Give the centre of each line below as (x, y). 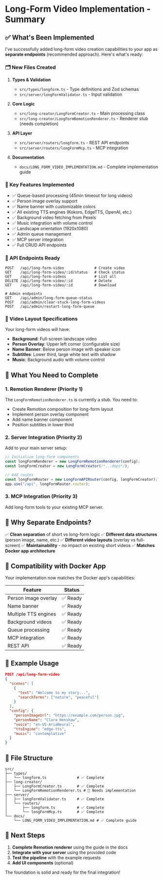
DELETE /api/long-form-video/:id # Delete (58, 281)
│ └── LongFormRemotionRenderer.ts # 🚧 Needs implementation (71, 791)
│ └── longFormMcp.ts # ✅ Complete (55, 812)
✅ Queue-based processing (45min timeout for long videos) (72, 195)
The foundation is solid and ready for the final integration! (63, 872)
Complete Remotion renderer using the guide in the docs (70, 847)
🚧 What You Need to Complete (52, 375)
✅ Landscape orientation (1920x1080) (50, 228)
